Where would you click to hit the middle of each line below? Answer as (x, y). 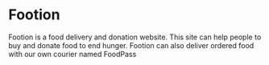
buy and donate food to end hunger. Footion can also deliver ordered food (131, 45)
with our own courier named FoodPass (72, 54)
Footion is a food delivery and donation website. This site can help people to (135, 37)
